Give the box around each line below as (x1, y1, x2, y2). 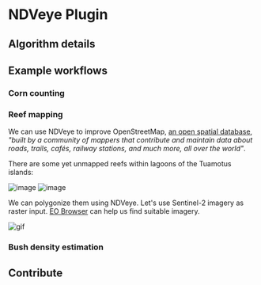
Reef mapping (8, 108, 63, 120)
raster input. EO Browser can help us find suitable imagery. (8, 207, 200, 216)
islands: (8, 168, 34, 177)
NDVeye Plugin (8, 6, 108, 24)
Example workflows (8, 63, 108, 77)
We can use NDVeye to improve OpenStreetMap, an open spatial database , (8, 127, 253, 136)
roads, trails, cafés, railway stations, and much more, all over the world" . (8, 144, 247, 154)
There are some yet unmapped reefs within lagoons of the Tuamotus (8, 159, 232, 169)
